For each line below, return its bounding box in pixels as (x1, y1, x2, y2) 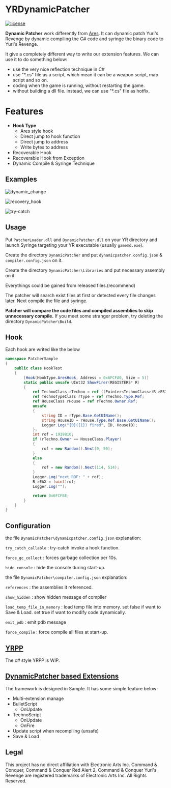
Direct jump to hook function (20, 133, 80, 139)
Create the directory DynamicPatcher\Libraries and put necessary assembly (5, 267, 165, 273)
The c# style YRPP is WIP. (5, 657, 60, 663)
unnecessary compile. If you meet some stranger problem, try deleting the (5, 313, 163, 319)
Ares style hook (20, 128, 53, 134)
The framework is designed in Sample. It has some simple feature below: (5, 685, 158, 691)
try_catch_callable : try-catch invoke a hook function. (5, 545, 120, 551)
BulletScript (12, 701, 37, 707)
